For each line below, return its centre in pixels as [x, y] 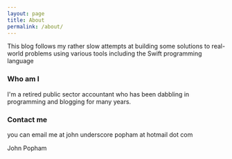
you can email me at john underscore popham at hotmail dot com [100, 134]
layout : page [26, 14]
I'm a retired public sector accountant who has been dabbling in [98, 94]
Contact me [27, 119]
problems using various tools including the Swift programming [113, 53]
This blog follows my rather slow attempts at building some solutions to [109, 47]
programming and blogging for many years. [69, 101]
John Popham [27, 148]
